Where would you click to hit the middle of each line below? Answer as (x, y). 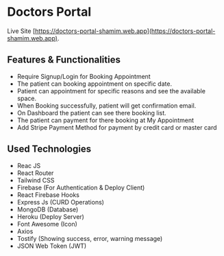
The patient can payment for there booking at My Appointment (105, 120)
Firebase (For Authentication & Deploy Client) (81, 187)
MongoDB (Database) (48, 209)
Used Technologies (49, 149)
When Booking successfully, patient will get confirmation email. (107, 105)
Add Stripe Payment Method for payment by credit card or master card (117, 127)
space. (26, 98)
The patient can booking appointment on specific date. (95, 84)
